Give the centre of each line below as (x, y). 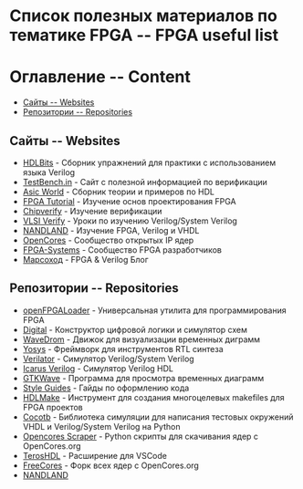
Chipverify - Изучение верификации (92, 211)
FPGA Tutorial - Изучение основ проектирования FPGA (129, 201)
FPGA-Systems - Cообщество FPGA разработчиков (122, 250)
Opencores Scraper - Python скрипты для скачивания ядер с (140, 436)
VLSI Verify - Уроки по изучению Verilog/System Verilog (130, 221)
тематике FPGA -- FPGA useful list (144, 35)
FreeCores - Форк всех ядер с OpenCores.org (110, 465)
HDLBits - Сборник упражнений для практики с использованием (149, 162)
